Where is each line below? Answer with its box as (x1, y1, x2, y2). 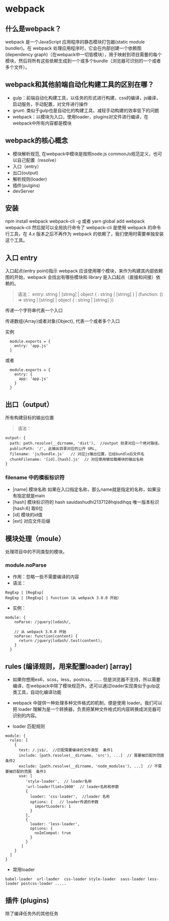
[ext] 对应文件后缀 (12, 518, 50, 524)
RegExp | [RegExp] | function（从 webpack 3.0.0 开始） (5, 596, 122, 601)
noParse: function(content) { (14, 634, 78, 639)
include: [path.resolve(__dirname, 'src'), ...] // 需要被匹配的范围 (18, 753, 164, 758)
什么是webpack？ (5, 24, 62, 33)
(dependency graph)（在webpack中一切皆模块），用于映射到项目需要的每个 (5, 52, 162, 57)
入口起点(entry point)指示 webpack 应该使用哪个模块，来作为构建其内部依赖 (5, 268, 163, 274)
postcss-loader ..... (21, 881, 67, 886)
